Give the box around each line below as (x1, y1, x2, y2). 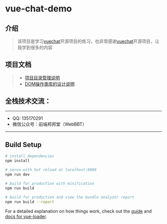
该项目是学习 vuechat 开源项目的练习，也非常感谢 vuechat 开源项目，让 (17, 38, 160, 44)
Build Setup (5, 141, 42, 149)
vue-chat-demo (5, 3, 72, 14)
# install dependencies (5, 154, 55, 159)
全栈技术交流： (5, 97, 51, 105)
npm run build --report (5, 199, 55, 205)
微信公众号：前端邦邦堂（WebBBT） (12, 121, 87, 127)
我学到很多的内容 (17, 44, 53, 50)
